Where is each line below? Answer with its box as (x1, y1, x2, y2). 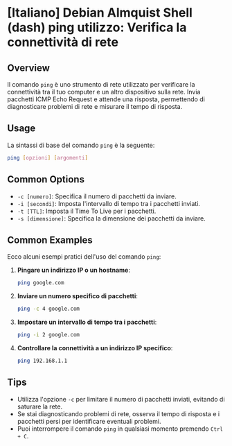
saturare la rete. (17, 402, 63, 411)
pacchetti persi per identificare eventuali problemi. (17, 417, 161, 425)
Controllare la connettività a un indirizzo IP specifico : (17, 343, 173, 352)
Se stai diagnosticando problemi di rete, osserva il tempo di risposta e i (17, 409, 220, 418)
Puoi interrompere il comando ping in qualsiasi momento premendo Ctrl (17, 424, 224, 433)
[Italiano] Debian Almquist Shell (7, 5, 193, 21)
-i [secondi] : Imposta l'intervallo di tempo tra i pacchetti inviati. (17, 199, 201, 207)
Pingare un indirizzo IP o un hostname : (17, 266, 130, 275)
